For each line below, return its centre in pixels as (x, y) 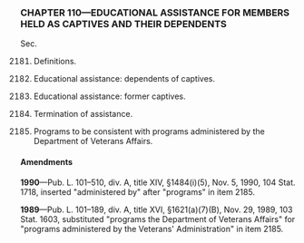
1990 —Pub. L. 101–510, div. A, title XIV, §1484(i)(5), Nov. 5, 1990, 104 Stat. (158, 182)
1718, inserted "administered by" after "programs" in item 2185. (138, 191)
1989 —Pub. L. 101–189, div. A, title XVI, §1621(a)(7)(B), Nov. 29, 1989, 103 (157, 209)
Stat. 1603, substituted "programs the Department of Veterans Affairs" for (158, 219)
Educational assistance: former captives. (109, 96)
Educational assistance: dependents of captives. (124, 79)
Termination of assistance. (83, 114)
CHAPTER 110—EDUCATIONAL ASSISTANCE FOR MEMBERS (155, 13)
